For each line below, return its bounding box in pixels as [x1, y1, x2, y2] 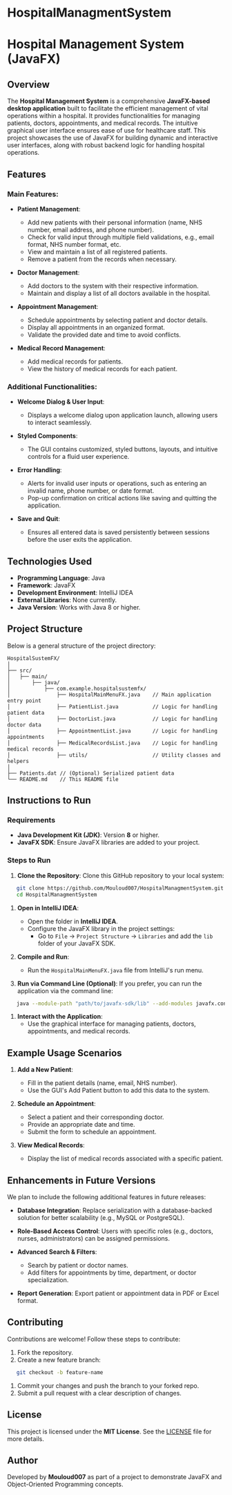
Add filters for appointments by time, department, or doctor [27, 1268, 197, 1277]
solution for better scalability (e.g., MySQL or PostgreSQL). [17, 1214, 185, 1222]
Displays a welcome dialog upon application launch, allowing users [27, 411, 218, 420]
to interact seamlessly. [27, 418, 92, 426]
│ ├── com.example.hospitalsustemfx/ [7, 685, 147, 692]
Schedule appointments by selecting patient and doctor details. [27, 316, 209, 324]
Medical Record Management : [17, 344, 106, 352]
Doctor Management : [17, 268, 80, 276]
